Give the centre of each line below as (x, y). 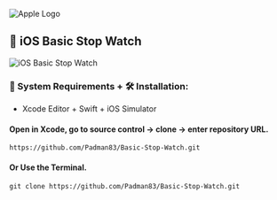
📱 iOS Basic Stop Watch (75, 41)
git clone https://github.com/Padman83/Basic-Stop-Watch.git (125, 186)
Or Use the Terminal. (48, 167)
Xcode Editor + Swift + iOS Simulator (89, 109)
